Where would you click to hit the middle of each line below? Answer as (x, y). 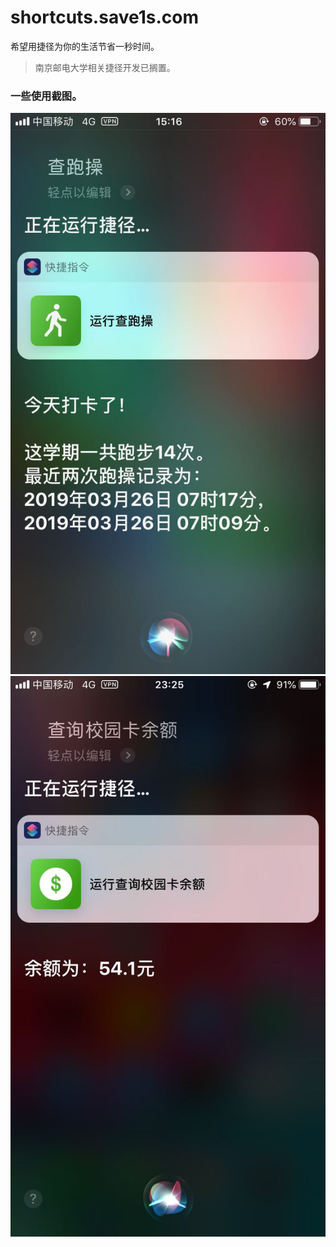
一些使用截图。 (46, 96)
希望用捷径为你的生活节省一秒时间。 (85, 46)
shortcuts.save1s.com (104, 17)
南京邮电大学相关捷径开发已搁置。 (105, 67)
